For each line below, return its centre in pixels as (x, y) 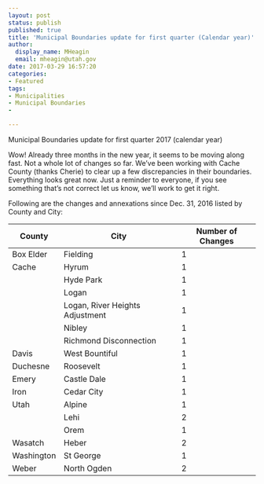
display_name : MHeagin (52, 52)
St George (82, 455)
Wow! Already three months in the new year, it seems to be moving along (126, 155)
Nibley (76, 328)
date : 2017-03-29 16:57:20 (52, 67)
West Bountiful (91, 353)
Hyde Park (83, 280)
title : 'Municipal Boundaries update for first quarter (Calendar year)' (132, 37)
